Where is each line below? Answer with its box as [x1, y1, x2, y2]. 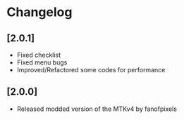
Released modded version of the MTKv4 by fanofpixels [16, 105, 178, 113]
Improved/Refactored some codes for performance [16, 66, 166, 74]
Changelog [6, 4, 73, 20]
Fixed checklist [16, 51, 61, 59]
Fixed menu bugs [16, 58, 68, 67]
